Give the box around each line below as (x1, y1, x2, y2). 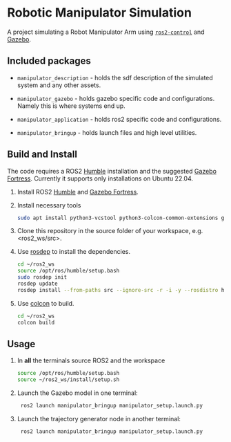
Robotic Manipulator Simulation (7, 5, 192, 21)
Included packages (7, 55, 91, 67)
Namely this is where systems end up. (17, 102, 125, 110)
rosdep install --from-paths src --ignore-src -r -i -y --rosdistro (17, 286, 219, 293)
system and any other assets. (17, 81, 101, 89)
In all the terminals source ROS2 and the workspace (17, 356, 165, 365)
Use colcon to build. (17, 299, 74, 307)
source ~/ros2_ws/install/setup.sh (17, 376, 120, 383)
